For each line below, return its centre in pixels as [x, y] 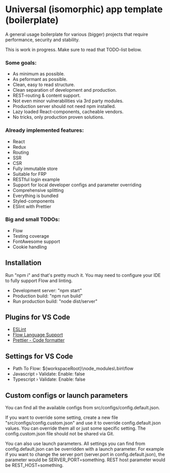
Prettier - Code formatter [39, 340]
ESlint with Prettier [32, 206]
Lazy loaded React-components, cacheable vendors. [68, 112]
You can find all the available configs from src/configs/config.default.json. [83, 408]
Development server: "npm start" [47, 290]
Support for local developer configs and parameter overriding [77, 185]
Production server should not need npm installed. [64, 106]
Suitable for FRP [29, 174]
